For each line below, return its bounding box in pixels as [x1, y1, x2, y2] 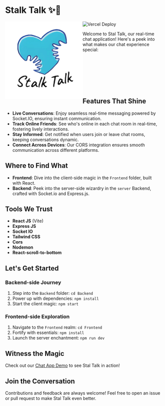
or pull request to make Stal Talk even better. [5, 395, 97, 401]
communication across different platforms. [12, 147, 100, 153]
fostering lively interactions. [12, 126, 69, 132]
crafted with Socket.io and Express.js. [12, 191, 90, 197]
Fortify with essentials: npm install [12, 330, 84, 336]
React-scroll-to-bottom [12, 250, 62, 256]
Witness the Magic [5, 349, 64, 358]
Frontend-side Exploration [5, 313, 70, 320]
